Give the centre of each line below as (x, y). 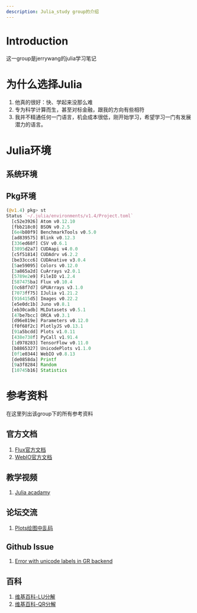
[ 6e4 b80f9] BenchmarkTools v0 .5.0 (54, 232)
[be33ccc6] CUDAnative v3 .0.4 (49, 260)
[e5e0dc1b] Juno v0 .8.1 (41, 304)
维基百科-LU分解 (35, 597)
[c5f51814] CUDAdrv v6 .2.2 (45, 254)
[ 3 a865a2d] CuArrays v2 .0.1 (46, 271)
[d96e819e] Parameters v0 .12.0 (50, 321)
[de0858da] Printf (34, 359)
